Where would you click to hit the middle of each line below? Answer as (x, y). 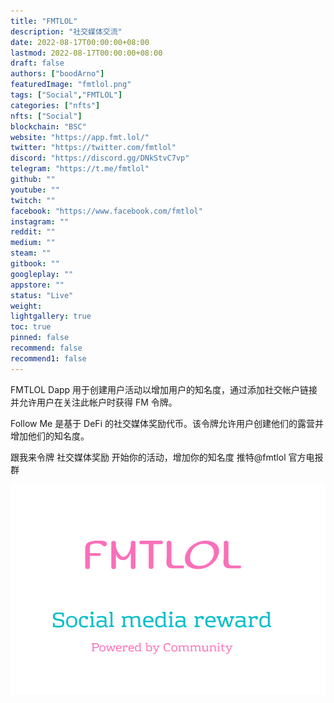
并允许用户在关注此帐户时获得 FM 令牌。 (94, 402)
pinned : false (40, 338)
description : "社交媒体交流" (66, 31)
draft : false (37, 63)
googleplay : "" (42, 274)
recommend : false (46, 348)
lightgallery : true (51, 316)
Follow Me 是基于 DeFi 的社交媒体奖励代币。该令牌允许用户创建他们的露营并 (167, 423)
